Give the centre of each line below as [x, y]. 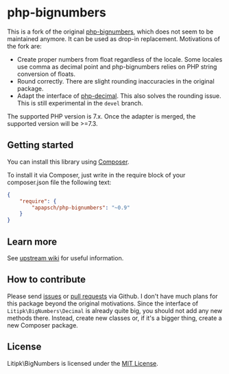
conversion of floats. [46, 74]
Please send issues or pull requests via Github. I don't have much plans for [112, 296]
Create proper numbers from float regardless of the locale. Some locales [120, 59]
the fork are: [25, 46]
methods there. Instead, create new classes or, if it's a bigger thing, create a [114, 318]
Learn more [32, 241]
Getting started [40, 145]
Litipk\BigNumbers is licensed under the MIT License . [83, 363]
